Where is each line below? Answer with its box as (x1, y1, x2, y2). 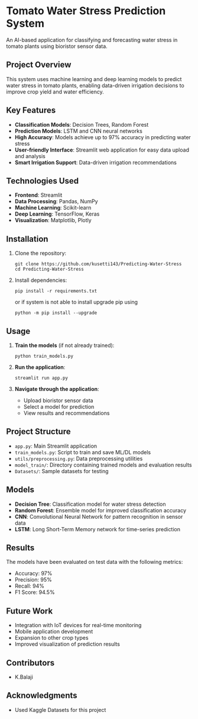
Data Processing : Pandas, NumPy (14, 198, 99, 205)
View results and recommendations (23, 410, 110, 416)
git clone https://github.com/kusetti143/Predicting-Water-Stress (14, 261, 182, 267)
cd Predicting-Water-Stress (14, 267, 84, 272)
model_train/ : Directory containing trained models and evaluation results (14, 461, 192, 468)
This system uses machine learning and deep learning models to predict (6, 75, 182, 82)
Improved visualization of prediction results (14, 641, 120, 648)
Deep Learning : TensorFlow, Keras (14, 210, 100, 217)
